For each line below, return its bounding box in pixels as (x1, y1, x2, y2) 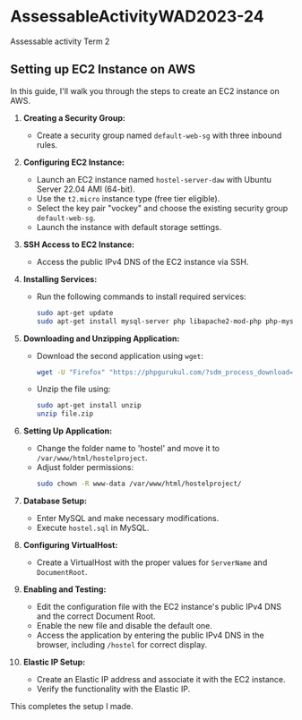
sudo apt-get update (36, 308, 114, 317)
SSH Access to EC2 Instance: (22, 239, 135, 250)
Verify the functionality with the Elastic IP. (36, 683, 191, 694)
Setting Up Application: (22, 425, 113, 436)
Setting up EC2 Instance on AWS (10, 62, 196, 77)
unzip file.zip (36, 409, 93, 418)
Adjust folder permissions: (36, 462, 134, 473)
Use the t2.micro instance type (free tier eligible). (36, 193, 220, 203)
